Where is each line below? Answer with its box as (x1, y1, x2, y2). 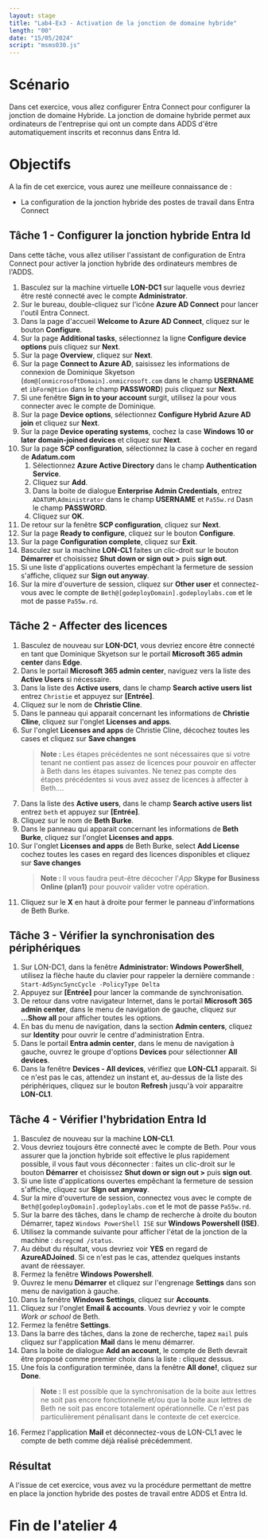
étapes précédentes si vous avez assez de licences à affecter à (40, 775, 249, 784)
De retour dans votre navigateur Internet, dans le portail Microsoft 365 (20, 996, 253, 1006)
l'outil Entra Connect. (20, 308, 90, 318)
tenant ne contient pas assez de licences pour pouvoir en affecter (40, 757, 257, 767)
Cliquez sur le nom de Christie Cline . (20, 700, 142, 709)
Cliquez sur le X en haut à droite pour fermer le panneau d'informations (20, 897, 255, 906)
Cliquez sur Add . (32, 477, 88, 487)
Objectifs (9, 156, 72, 174)
